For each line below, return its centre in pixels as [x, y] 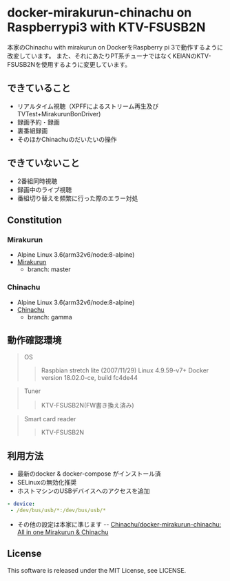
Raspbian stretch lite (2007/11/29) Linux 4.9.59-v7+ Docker [125, 370]
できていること [39, 88]
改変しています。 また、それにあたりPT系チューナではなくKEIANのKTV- [109, 56]
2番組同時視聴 [37, 181]
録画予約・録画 [38, 122]
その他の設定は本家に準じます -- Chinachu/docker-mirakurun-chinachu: [119, 524]
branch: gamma [50, 317]
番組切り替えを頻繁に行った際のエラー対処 [77, 198]
